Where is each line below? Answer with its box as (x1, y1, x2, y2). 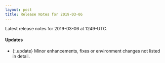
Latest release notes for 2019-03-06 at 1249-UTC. (5, 25, 108, 31)
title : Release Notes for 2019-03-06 (5, 12, 83, 17)
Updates (5, 37, 23, 43)
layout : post (5, 7, 32, 12)
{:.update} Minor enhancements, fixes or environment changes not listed (12, 48, 161, 54)
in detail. (12, 53, 30, 59)
